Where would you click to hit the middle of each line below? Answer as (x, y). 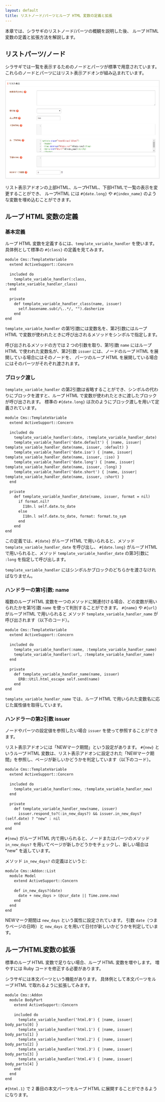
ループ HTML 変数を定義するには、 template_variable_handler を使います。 (81, 243)
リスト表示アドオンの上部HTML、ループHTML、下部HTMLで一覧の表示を (79, 187)
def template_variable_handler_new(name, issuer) (66, 809)
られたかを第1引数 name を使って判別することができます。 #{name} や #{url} (81, 608)
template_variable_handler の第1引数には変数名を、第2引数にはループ (76, 329)
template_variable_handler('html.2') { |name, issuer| (75, 1039)
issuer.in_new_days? (120, 814)
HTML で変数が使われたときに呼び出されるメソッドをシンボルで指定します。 (82, 334)
